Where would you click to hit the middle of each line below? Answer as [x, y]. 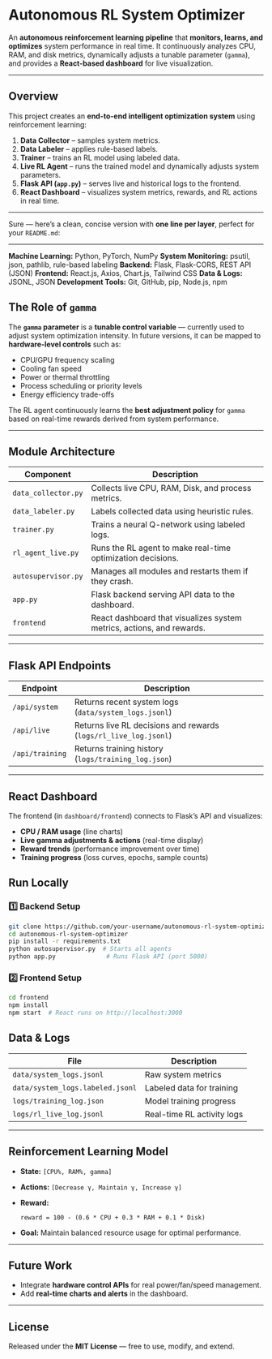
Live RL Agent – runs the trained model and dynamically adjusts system [140, 166]
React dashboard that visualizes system [167, 618]
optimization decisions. [135, 558]
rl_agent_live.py [46, 553]
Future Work [40, 1266]
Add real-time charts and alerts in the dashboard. [104, 1294]
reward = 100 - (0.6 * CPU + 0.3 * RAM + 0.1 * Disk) [113, 1217]
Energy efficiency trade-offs [67, 394]
